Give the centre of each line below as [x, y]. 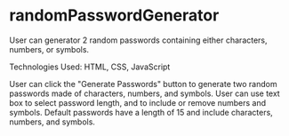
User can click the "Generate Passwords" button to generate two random [143, 84]
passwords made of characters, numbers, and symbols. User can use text [144, 93]
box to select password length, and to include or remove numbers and [138, 102]
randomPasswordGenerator [114, 16]
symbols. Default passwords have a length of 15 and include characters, [141, 112]
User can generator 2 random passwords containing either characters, [139, 40]
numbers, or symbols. [49, 49]
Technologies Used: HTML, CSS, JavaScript [90, 67]
